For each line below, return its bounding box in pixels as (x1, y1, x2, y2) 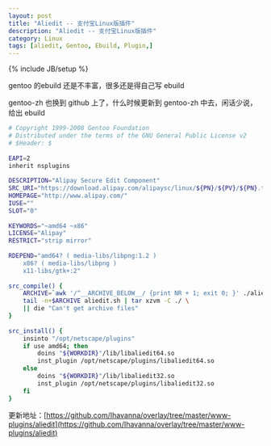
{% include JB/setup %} (8, 64, 89, 74)
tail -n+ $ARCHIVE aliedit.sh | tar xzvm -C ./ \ (23, 297, 190, 305)
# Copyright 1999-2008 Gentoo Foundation (8, 124, 150, 133)
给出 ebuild (8, 108, 46, 118)
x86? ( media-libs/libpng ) (23, 259, 117, 267)
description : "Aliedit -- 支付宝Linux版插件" (8, 27, 157, 35)
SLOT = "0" (8, 207, 38, 215)
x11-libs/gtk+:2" (23, 267, 81, 275)
